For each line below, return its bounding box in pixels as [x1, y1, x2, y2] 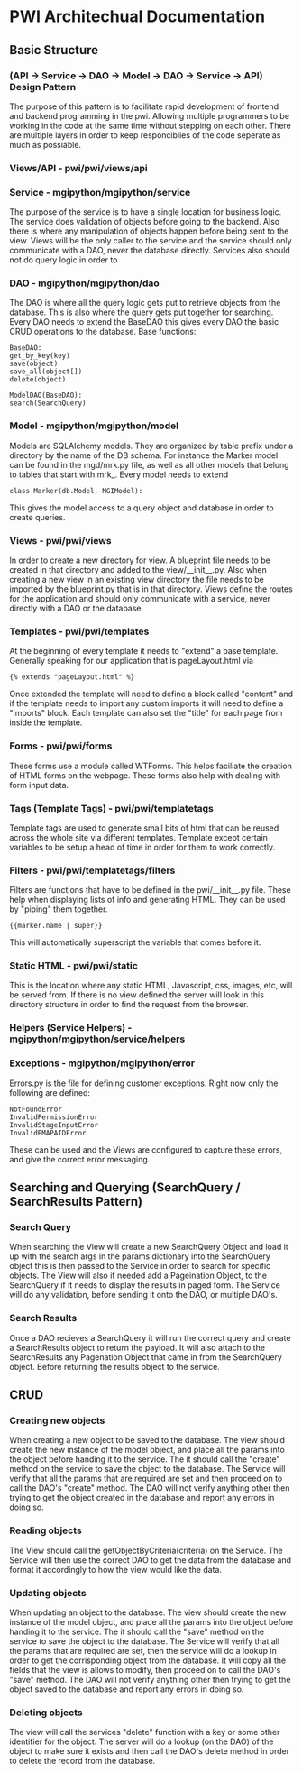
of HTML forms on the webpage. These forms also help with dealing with [9, 769, 281, 781]
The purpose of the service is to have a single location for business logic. [9, 207, 282, 217]
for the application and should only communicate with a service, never [9, 593, 270, 603]
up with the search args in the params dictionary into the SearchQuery [9, 1251, 270, 1262]
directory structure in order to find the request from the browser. [9, 999, 249, 1010]
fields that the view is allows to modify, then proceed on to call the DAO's [9, 1664, 281, 1675]
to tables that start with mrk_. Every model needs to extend [9, 469, 228, 480]
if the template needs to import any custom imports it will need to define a [9, 698, 284, 709]
